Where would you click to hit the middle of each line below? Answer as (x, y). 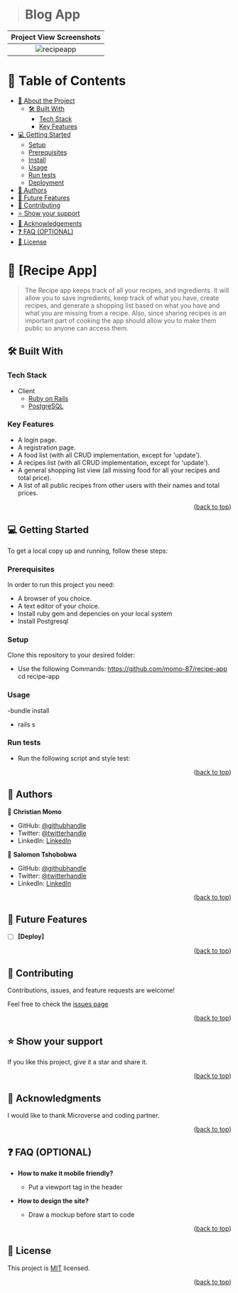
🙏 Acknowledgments (54, 1098)
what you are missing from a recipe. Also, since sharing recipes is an (125, 313)
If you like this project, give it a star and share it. (77, 1062)
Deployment (46, 182)
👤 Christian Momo (34, 811)
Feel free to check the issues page (58, 1004)
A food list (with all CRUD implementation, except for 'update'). (109, 455)
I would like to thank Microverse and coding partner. (83, 1115)
